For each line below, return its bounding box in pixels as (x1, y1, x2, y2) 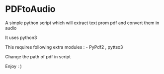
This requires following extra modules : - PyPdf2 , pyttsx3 (5, 44, 123, 50)
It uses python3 (5, 35, 37, 40)
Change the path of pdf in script (5, 53, 71, 60)
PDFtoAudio (5, 3, 56, 15)
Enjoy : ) (5, 63, 22, 69)
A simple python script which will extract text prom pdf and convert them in (5, 20, 160, 26)
